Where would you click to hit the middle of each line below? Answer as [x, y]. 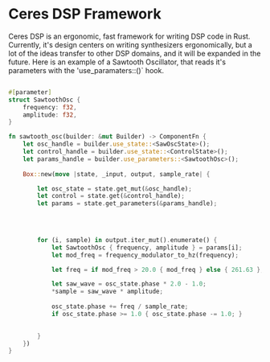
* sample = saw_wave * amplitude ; [107, 292]
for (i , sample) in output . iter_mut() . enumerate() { [127, 240]
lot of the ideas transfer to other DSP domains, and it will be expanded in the [135, 53]
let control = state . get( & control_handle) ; [111, 196]
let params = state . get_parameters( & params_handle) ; [127, 204]
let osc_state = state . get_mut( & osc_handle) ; [115, 189]
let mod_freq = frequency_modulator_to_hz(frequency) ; [145, 255]
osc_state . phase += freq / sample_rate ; [120, 306]
